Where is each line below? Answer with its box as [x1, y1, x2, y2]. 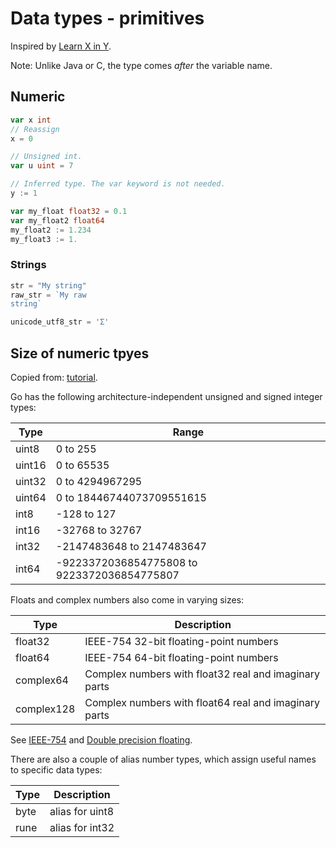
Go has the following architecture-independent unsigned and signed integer [10, 390, 323, 402]
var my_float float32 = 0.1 [10, 206, 128, 216]
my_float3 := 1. [10, 234, 78, 244]
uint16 [15, 458, 47, 472]
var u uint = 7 [10, 161, 74, 171]
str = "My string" [10, 280, 87, 291]
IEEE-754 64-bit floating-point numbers [84, 650, 279, 664]
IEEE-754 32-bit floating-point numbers [84, 634, 279, 648]
